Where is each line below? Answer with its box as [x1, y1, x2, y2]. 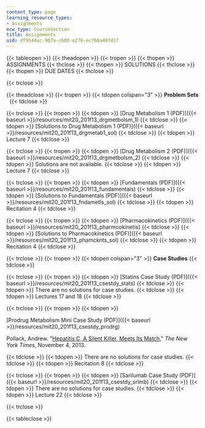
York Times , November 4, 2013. [6, 342, 86, 348]
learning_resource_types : [6, 15, 72, 21]
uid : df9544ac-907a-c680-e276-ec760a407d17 [6, 37, 119, 44]
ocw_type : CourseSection [6, 26, 70, 32]
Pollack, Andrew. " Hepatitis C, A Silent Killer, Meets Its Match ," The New [6, 335, 188, 342]
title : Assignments [6, 32, 56, 38]
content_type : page [6, 9, 56, 15]
